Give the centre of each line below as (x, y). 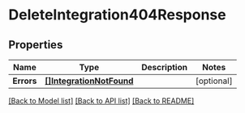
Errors (25, 81)
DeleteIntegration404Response (117, 15)
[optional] (214, 81)
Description (165, 67)
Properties (36, 45)
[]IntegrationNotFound (89, 81)
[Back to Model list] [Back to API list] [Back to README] (101, 101)
